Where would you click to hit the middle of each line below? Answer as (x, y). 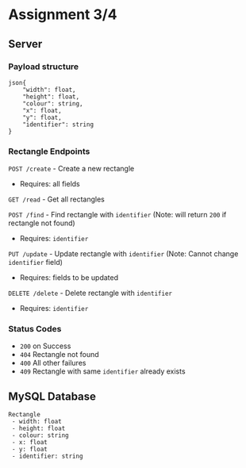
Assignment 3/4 (63, 15)
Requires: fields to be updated (69, 278)
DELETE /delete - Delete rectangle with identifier (90, 293)
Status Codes (35, 329)
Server (25, 44)
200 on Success (45, 346)
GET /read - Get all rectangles (56, 199)
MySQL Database (52, 396)
